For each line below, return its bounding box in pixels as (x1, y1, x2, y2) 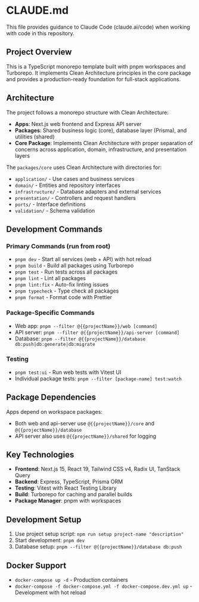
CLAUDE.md (6, 4, 69, 17)
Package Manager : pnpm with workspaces (14, 497, 122, 505)
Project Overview (6, 47, 72, 57)
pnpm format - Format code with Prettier (14, 294, 112, 301)
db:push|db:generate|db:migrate (14, 341, 95, 347)
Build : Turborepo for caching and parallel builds (14, 491, 133, 498)
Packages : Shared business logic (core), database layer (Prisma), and (14, 127, 187, 134)
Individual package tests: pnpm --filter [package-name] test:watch (14, 374, 182, 382)
